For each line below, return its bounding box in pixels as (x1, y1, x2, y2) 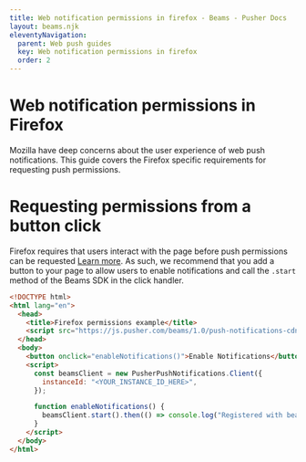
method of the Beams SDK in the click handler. (9, 275, 184, 286)
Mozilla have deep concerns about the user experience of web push (9, 144, 266, 155)
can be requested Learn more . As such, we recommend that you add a (9, 255, 275, 266)
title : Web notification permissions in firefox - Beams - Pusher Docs (9, 13, 287, 23)
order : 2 (17, 56, 51, 65)
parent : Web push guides (17, 38, 112, 48)
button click (9, 215, 102, 236)
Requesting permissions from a (9, 196, 252, 217)
